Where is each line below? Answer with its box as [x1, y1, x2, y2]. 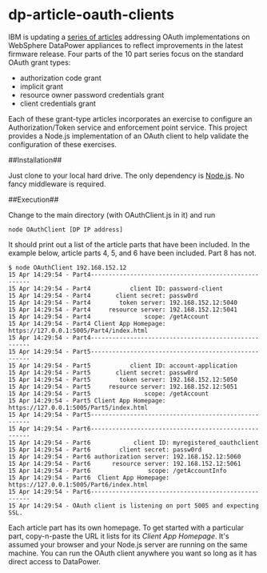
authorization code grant [19, 73, 102, 82]
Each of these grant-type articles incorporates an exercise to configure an [8, 114, 253, 123]
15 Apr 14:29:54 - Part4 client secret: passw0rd [8, 291, 198, 299]
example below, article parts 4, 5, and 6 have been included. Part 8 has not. [8, 248, 257, 258]
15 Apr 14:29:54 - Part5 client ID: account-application [8, 362, 238, 370]
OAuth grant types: [8, 58, 71, 67]
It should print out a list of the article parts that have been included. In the [8, 239, 250, 249]
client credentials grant [19, 98, 96, 108]
